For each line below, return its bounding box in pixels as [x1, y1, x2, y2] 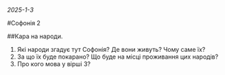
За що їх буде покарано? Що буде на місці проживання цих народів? [16, 52, 219, 61]
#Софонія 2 [7, 19, 41, 27]
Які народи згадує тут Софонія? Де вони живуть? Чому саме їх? [16, 46, 206, 53]
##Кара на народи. [7, 32, 63, 40]
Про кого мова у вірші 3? [16, 60, 91, 67]
